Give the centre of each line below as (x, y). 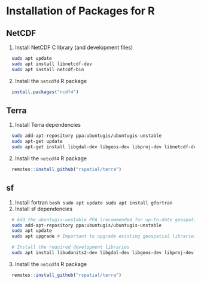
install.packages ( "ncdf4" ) (45, 92)
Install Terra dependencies (48, 125)
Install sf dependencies (44, 209)
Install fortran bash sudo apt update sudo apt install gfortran (94, 202)
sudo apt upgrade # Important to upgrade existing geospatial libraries (104, 236)
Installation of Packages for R (80, 11)
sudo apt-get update (37, 142)
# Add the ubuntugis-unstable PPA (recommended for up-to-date (92, 219)
